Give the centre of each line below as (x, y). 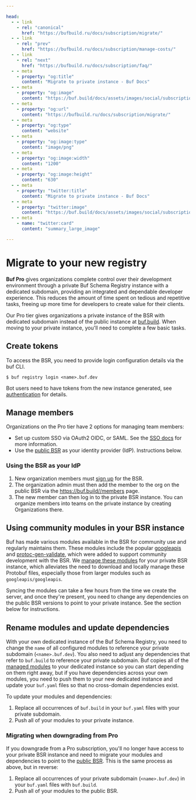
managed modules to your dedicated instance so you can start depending (95, 667)
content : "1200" (41, 164)
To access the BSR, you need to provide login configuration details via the (95, 360)
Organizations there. (39, 509)
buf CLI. (15, 366)
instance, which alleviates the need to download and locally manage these (95, 567)
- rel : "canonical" (40, 28)
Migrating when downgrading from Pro (62, 736)
